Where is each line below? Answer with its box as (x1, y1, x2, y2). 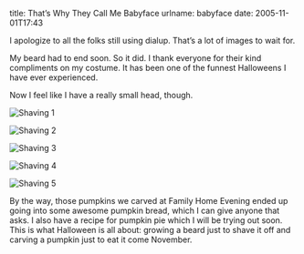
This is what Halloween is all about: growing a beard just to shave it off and (9, 225, 291, 235)
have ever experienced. (9, 72, 99, 83)
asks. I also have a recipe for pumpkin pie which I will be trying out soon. (9, 215, 283, 226)
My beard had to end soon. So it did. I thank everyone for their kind (9, 53, 262, 63)
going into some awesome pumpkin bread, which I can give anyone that (9, 205, 280, 216)
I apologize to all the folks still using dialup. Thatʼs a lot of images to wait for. (9, 36, 296, 46)
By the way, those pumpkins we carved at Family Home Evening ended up (9, 196, 288, 206)
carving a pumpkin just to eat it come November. (9, 234, 193, 245)
